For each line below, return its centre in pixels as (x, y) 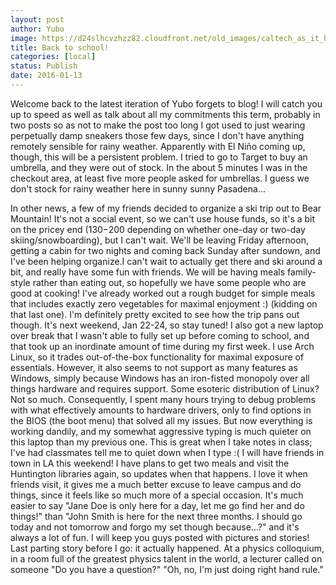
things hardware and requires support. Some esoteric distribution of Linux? (165, 388)
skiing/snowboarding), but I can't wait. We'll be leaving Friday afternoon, (159, 240)
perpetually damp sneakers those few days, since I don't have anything (157, 135)
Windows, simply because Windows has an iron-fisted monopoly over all (160, 378)
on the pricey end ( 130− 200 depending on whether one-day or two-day (158, 229)
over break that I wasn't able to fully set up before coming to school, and (160, 335)
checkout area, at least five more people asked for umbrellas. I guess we (160, 178)
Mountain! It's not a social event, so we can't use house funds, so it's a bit (163, 218)
